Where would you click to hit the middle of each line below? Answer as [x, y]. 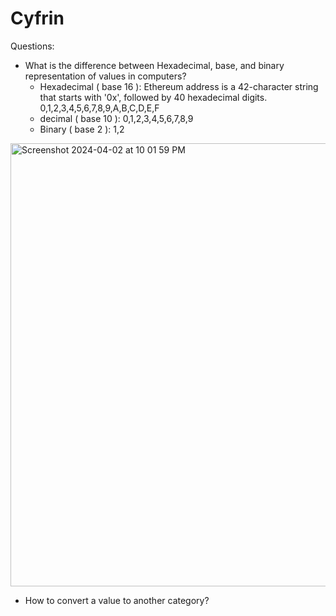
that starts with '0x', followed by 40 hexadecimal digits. [153, 97]
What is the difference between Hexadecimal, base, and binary [154, 65]
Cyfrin [37, 18]
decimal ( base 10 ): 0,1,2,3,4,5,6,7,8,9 [116, 118]
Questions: [32, 46]
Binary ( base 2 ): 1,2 [82, 129]
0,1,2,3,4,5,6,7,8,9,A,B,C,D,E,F [99, 108]
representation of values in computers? [105, 76]
